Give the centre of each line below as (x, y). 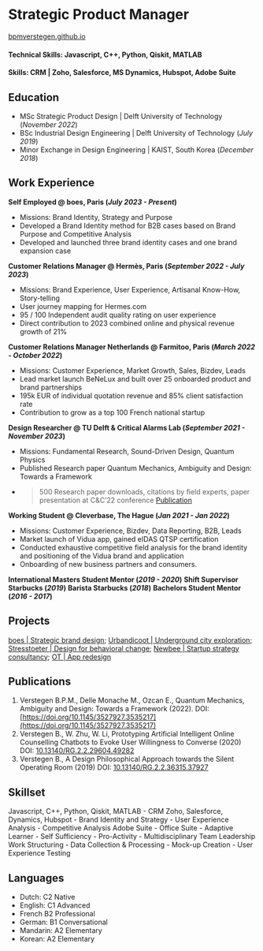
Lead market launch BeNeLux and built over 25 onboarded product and (135, 379)
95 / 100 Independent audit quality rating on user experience (118, 315)
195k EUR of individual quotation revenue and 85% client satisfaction (131, 395)
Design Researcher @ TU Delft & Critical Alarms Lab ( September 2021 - (127, 427)
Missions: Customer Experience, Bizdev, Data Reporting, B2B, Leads (130, 531)
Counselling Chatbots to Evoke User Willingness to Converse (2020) (130, 742)
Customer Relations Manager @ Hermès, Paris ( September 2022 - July (126, 266)
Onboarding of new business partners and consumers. (108, 564)
